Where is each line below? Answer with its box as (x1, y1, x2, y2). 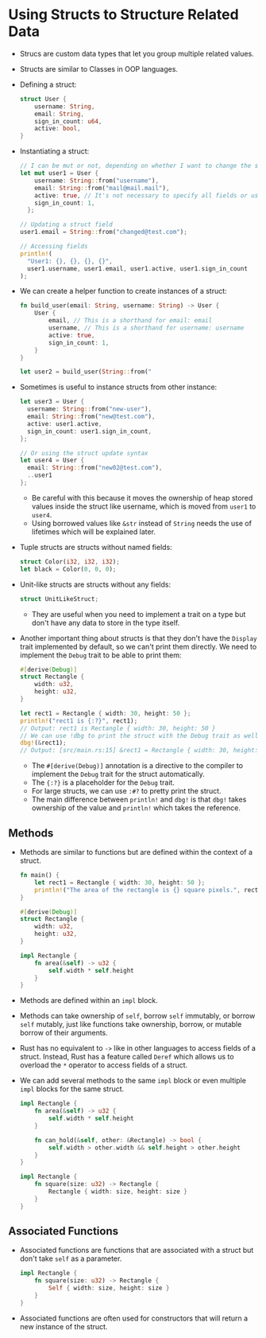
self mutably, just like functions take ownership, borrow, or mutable (19, 1020, 242, 1029)
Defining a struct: (19, 80, 77, 89)
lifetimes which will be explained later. (31, 527, 156, 536)
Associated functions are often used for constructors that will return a (19, 1313, 249, 1323)
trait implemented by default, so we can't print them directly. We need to (19, 642, 257, 651)
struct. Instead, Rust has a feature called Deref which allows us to (19, 1052, 234, 1062)
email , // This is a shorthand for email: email (48, 317, 213, 325)
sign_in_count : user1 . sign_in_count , (27, 427, 152, 435)
